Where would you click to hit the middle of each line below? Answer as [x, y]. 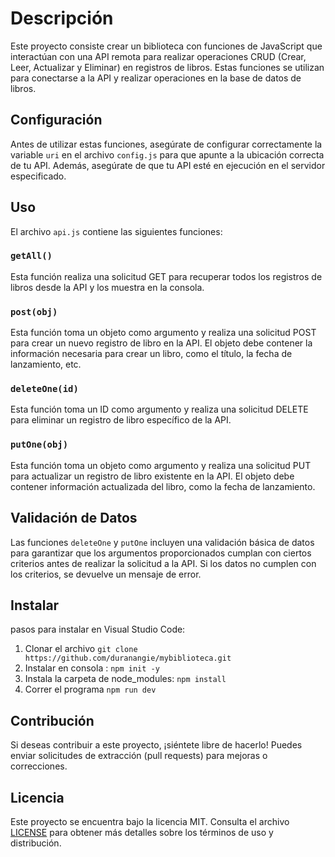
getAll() [31, 256]
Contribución [52, 720]
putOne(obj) [39, 445]
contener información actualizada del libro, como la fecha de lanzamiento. [163, 486]
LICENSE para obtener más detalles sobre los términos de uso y [142, 832]
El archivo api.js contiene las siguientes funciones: [116, 231]
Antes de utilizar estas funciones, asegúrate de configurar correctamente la [166, 144]
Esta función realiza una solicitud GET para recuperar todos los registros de [166, 276]
